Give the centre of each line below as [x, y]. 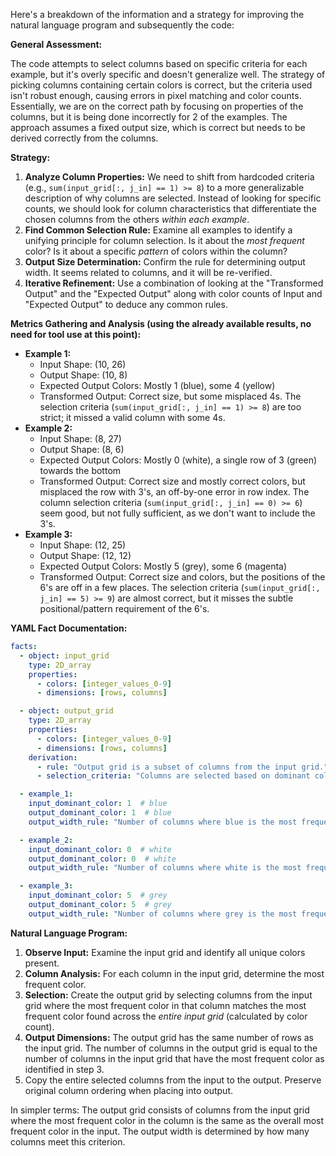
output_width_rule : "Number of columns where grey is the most [163, 914]
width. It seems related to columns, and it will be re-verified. [148, 272]
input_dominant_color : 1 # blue [98, 804]
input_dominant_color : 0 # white [100, 849]
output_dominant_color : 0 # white [102, 859]
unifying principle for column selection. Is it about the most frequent [164, 240]
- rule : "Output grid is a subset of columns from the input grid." [182, 767]
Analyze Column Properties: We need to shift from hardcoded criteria [169, 177]
